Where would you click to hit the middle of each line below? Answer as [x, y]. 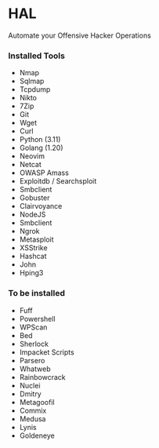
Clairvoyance [41, 206]
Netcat [30, 165]
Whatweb [35, 369]
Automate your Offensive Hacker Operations [79, 35]
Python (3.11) [40, 140]
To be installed [36, 293]
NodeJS [33, 215]
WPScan [33, 327]
